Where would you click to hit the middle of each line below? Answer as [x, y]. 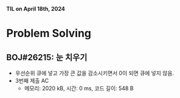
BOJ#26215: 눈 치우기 [47, 57]
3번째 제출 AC [32, 81]
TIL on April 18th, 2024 [36, 9]
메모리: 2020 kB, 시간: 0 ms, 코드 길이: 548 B [79, 88]
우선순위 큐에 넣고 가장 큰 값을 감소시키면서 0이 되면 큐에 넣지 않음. [95, 73]
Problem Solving [49, 33]
